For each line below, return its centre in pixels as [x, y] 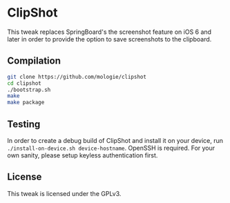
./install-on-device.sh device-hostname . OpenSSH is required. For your [111, 148]
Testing [24, 124]
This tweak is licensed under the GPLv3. [64, 193]
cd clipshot [24, 83]
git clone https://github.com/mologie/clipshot [77, 77]
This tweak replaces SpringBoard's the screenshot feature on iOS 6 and [109, 32]
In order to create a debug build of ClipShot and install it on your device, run [115, 140]
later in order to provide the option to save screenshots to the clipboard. [109, 39]
